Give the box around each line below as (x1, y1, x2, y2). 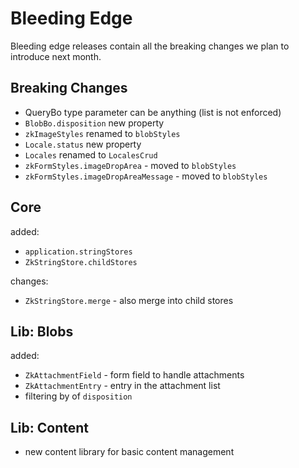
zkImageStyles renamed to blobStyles (24, 127, 181, 139)
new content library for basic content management (24, 446, 235, 458)
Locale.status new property (24, 138, 142, 150)
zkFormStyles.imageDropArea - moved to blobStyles (24, 159, 237, 171)
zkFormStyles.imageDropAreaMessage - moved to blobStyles (24, 170, 268, 182)
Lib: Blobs (10, 323, 74, 340)
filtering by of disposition (24, 390, 133, 402)
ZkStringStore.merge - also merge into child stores (24, 294, 234, 306)
